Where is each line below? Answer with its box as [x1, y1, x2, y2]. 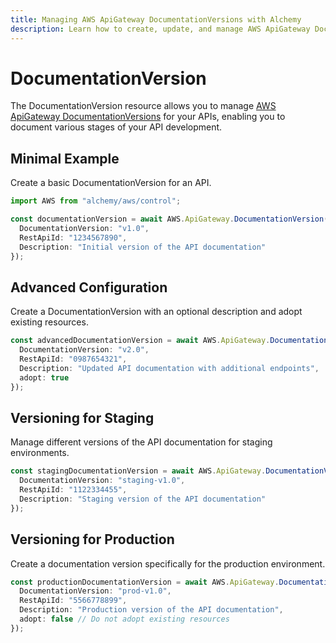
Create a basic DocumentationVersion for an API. [10, 177, 212, 189]
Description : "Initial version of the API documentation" [19, 242, 267, 252]
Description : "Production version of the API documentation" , [19, 605, 284, 615]
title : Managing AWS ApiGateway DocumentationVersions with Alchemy [10, 14, 302, 25]
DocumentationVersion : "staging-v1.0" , [19, 476, 186, 486]
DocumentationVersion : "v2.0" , [19, 345, 150, 355]
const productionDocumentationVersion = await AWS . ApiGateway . [10, 577, 280, 587]
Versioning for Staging [10, 409, 155, 426]
